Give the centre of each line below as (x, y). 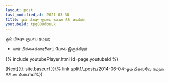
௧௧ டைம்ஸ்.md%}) (24, 75)
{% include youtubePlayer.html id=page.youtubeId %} (62, 59)
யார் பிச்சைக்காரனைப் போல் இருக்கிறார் (50, 49)
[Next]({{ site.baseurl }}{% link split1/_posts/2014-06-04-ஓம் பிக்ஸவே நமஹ (85, 69)
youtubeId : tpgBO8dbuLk (31, 24)
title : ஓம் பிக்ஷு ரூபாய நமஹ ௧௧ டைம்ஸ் (45, 19)
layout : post (19, 10)
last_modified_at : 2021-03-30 (38, 15)
